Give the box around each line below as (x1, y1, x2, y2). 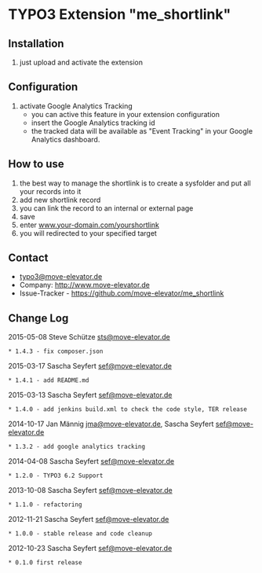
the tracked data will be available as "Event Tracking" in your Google (31, 126, 253, 135)
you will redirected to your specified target (19, 228, 157, 237)
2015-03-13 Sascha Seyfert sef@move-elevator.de (8, 391, 173, 400)
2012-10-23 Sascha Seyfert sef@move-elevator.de (8, 544, 173, 553)
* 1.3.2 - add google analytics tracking (8, 443, 146, 451)
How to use (8, 157, 64, 171)
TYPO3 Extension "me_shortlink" (8, 6, 231, 24)
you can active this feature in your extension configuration (31, 109, 220, 119)
